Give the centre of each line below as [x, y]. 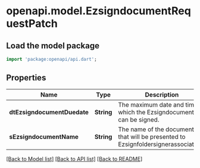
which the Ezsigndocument [156, 112]
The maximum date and [151, 104]
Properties [26, 78]
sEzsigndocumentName [44, 136]
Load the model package [53, 46]
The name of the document [156, 129]
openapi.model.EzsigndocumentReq [99, 11]
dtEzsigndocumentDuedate [49, 112]
